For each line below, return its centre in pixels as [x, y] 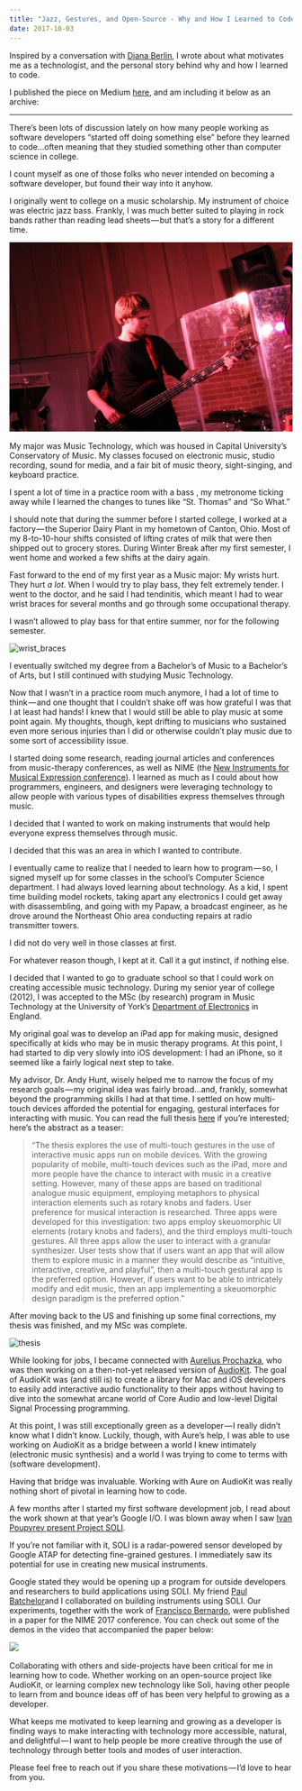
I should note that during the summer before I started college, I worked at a [148, 519]
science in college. [44, 156]
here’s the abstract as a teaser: [67, 1128]
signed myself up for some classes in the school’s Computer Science [137, 877]
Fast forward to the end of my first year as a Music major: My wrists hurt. [145, 575]
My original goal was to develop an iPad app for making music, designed [144, 1033]
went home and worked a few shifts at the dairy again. [110, 557]
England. [26, 1016]
